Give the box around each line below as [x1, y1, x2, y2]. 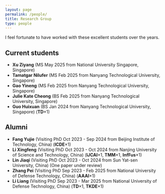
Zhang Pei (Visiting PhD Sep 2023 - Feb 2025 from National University [12, 167, 156, 173]
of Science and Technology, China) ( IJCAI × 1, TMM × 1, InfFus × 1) [12, 152, 142, 158]
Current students [5, 49, 59, 57]
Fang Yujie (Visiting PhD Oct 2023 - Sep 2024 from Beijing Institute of [12, 136, 155, 142]
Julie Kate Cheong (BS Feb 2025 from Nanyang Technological [12, 93, 139, 99]
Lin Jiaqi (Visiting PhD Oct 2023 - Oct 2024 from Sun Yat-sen [12, 157, 138, 163]
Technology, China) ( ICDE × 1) [12, 141, 71, 147]
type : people [5, 21, 32, 26]
